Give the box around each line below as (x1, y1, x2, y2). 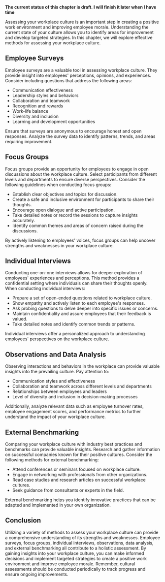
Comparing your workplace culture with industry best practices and (5, 441, 143, 447)
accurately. (12, 217, 35, 223)
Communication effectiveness (12, 87, 73, 93)
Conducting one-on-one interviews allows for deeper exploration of (5, 270, 143, 276)
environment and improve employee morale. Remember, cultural (5, 561, 135, 567)
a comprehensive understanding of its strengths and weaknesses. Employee (5, 534, 160, 541)
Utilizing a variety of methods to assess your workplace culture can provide (5, 529, 159, 535)
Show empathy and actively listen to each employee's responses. (12, 300, 145, 306)
